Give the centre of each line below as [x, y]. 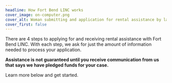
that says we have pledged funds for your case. [57, 65]
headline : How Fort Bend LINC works [44, 10]
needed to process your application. [44, 50]
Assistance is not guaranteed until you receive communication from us [82, 60]
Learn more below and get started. [42, 75]
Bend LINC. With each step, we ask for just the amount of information [79, 45]
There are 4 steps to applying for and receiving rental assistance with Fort [83, 39]
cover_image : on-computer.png [38, 15]
